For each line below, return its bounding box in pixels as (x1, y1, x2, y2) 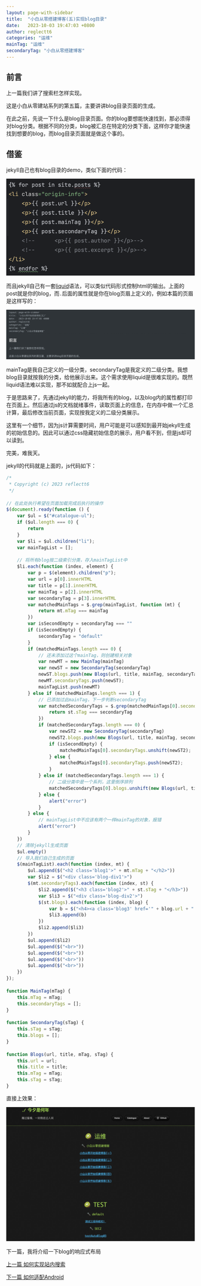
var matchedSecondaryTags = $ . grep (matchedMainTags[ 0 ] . (38, 703, 181, 709)
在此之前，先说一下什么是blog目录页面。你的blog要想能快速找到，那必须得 (6, 115, 190, 122)
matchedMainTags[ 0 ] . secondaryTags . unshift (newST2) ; (59, 747, 191, 753)
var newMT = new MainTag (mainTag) (38, 658, 124, 665)
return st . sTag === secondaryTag (48, 709, 133, 715)
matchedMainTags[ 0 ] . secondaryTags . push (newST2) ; (59, 760, 184, 766)
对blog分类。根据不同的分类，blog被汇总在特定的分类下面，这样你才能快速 (6, 122, 190, 129)
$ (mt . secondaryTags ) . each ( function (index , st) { (28, 881, 154, 887)
